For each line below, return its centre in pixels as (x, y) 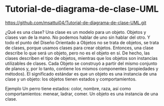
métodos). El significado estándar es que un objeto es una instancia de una (81, 74)
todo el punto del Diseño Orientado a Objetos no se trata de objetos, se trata (82, 42)
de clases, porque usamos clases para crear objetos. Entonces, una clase (79, 48)
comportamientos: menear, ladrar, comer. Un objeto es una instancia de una (82, 94)
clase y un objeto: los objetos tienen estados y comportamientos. (71, 79)
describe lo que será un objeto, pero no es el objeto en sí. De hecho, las (78, 53)
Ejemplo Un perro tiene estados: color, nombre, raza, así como (68, 88)
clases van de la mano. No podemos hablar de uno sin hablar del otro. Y (78, 37)
